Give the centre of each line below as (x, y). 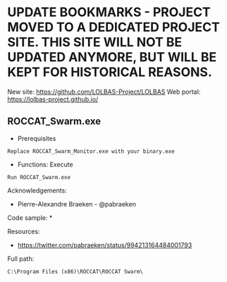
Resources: (24, 231)
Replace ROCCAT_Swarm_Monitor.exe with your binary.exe (91, 151)
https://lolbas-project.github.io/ (53, 99)
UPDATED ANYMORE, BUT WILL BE (112, 57)
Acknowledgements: (37, 190)
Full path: (21, 259)
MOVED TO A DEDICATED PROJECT (114, 27)
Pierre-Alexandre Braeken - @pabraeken (76, 204)
